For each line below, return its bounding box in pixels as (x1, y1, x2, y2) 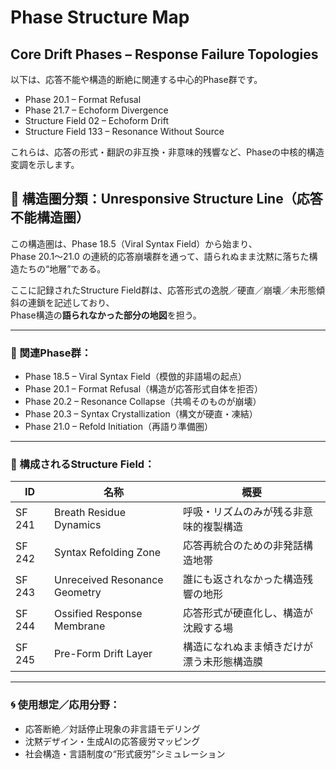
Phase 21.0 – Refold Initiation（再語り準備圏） (24, 421, 213, 433)
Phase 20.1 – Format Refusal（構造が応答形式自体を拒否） (24, 383, 264, 395)
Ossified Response (53, 607, 143, 621)
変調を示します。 (10, 159, 80, 170)
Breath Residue (53, 506, 126, 520)
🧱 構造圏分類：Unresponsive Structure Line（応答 (10, 191, 323, 208)
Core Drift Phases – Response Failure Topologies (10, 46, 319, 63)
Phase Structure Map (10, 6, 190, 29)
